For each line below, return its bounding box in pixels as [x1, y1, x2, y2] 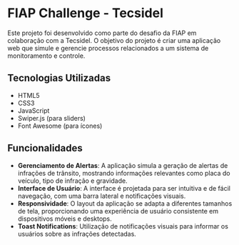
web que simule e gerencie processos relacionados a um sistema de [7, 44, 209, 52]
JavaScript [17, 106, 50, 115]
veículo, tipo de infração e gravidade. [17, 176, 128, 185]
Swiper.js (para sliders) [17, 114, 86, 122]
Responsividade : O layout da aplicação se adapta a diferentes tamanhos [17, 199, 233, 208]
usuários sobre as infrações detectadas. [17, 229, 137, 238]
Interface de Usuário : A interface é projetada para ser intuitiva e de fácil [17, 184, 230, 192]
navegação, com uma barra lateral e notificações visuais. [17, 191, 186, 200]
